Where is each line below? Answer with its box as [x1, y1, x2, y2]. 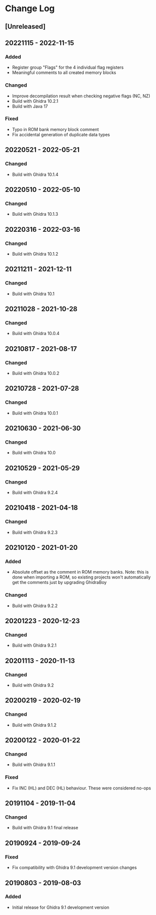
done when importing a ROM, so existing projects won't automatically [12, 574, 151, 580]
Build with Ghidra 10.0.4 [12, 331, 60, 336]
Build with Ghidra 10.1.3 [12, 211, 58, 217]
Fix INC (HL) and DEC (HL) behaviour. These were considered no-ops [12, 785, 151, 791]
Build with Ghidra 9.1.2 [12, 722, 57, 728]
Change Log [5, 3, 55, 14]
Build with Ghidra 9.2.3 [12, 529, 58, 535]
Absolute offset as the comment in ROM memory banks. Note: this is [12, 569, 149, 575]
